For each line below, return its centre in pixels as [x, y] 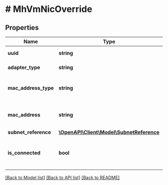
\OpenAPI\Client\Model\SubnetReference [109, 132]
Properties [22, 28]
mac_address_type [31, 88]
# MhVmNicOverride [49, 9]
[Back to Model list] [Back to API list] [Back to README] [62, 178]
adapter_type [24, 67]
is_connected [24, 153]
